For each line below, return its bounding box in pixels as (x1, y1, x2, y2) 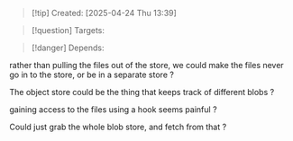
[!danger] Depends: (31, 42, 105, 53)
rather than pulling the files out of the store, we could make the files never (9, 60, 284, 70)
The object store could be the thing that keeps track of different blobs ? (9, 87, 275, 97)
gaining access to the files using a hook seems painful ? (9, 104, 218, 115)
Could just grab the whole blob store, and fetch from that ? (9, 121, 227, 132)
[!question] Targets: (31, 25, 105, 35)
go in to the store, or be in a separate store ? (9, 69, 174, 80)
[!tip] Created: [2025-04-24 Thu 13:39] (31, 8, 178, 18)
